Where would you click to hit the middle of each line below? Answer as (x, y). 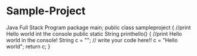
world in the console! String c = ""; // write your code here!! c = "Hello (92, 40)
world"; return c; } (28, 46)
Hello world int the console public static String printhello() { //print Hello (94, 33)
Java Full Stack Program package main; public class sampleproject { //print (98, 27)
